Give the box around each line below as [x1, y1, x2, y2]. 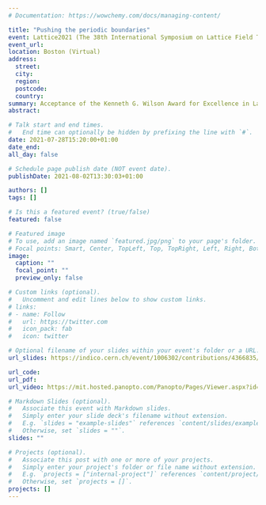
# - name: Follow [8, 310, 66, 318]
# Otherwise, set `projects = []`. [8, 478, 133, 486]
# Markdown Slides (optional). [8, 397, 112, 405]
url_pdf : [8, 375, 37, 384]
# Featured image [8, 230, 66, 237]
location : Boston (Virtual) [8, 48, 101, 56]
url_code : [8, 368, 41, 376]
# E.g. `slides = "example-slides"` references [8, 420, 176, 427]
